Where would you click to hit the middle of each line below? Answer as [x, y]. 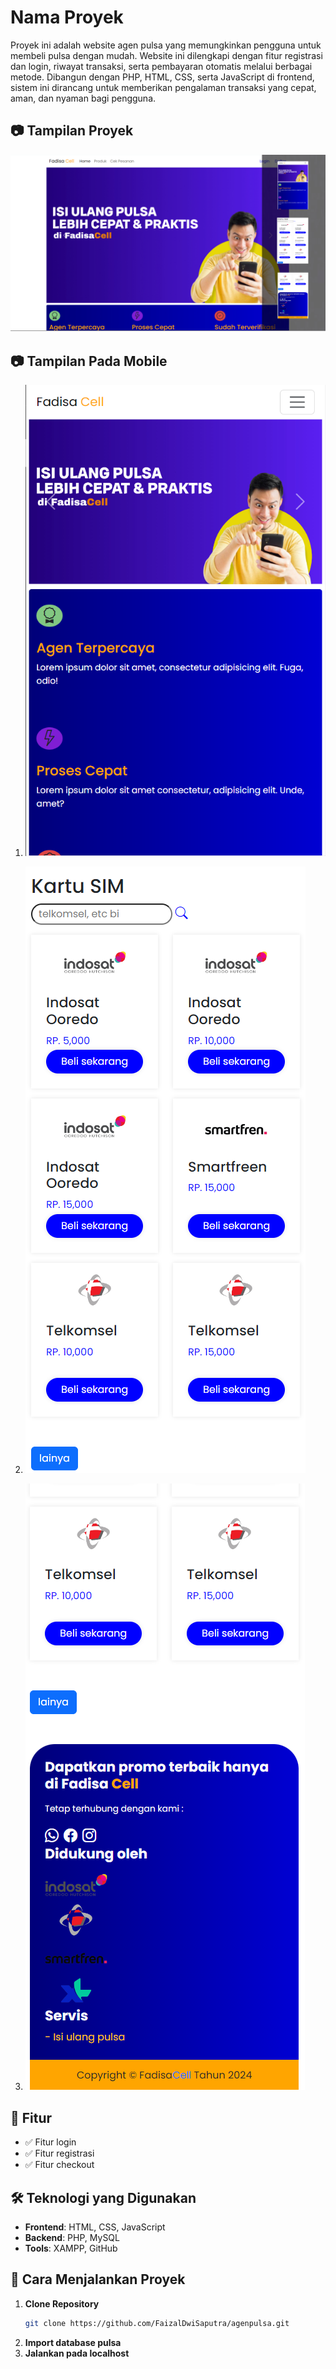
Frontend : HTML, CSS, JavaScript [95, 2227]
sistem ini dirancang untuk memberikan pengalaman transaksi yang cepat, [163, 87]
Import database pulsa [73, 2342]
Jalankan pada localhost [77, 2353]
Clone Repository [62, 2303]
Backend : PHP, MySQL [72, 2238]
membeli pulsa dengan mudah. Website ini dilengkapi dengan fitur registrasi [166, 55]
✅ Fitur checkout [59, 2165]
